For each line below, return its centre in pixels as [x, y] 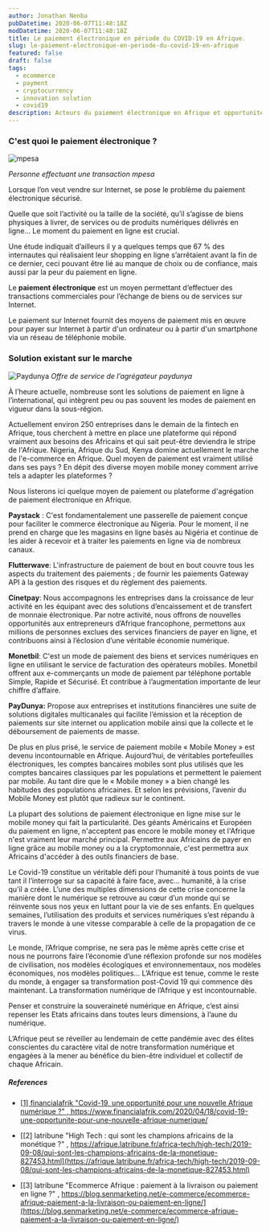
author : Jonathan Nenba [48, 16]
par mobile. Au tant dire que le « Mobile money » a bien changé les [119, 781]
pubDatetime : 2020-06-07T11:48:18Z [68, 23]
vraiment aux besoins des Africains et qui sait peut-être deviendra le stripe [132, 441]
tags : [17, 68]
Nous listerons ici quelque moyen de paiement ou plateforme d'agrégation [131, 491]
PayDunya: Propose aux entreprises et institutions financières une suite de [133, 705]
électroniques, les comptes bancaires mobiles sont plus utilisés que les [126, 764]
